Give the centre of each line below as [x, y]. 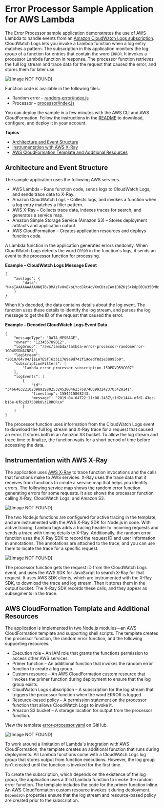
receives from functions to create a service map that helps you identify [76, 482]
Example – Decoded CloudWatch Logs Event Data [56, 325]
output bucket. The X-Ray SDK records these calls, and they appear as [76, 588]
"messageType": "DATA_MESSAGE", [47, 338]
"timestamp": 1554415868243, [61, 393]
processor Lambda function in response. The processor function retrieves [79, 59]
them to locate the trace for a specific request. [52, 548]
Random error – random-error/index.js [50, 98]
